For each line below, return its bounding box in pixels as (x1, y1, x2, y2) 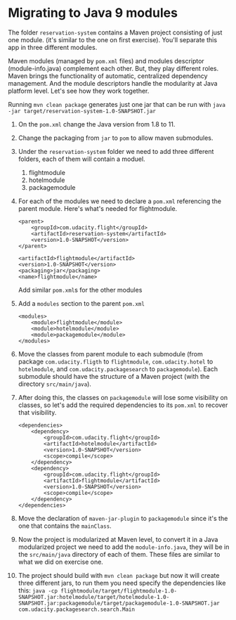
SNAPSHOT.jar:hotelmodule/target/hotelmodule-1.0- (18, 593, 170, 600)
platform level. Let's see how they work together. (8, 86, 150, 95)
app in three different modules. (8, 43, 98, 51)
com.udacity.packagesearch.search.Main (18, 606, 136, 613)
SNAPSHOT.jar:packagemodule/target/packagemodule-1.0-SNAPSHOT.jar (18, 600, 220, 607)
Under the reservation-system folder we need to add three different (18, 147, 214, 155)
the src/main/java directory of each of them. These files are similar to (18, 550, 221, 558)
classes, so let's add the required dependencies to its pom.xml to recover (18, 401, 228, 409)
